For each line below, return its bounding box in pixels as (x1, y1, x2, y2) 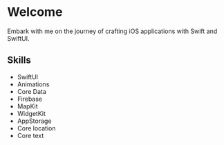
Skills (7, 55, 31, 66)
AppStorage (17, 117, 52, 125)
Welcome (7, 4, 63, 20)
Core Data (17, 87, 47, 95)
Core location (17, 124, 56, 132)
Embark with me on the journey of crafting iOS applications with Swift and (7, 27, 218, 35)
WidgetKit (17, 109, 46, 117)
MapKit (17, 101, 38, 110)
